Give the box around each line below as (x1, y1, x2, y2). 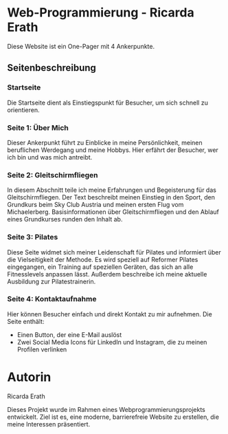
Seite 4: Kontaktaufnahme (7, 294, 97, 304)
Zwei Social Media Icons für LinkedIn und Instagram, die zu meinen (16, 338, 207, 346)
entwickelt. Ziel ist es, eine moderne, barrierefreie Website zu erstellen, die (7, 413, 220, 421)
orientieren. (7, 105, 40, 114)
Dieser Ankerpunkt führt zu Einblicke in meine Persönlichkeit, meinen (7, 138, 203, 147)
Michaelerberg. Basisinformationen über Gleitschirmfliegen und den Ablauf (7, 208, 220, 216)
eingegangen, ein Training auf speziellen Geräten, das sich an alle (7, 263, 194, 271)
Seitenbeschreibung (7, 62, 96, 74)
